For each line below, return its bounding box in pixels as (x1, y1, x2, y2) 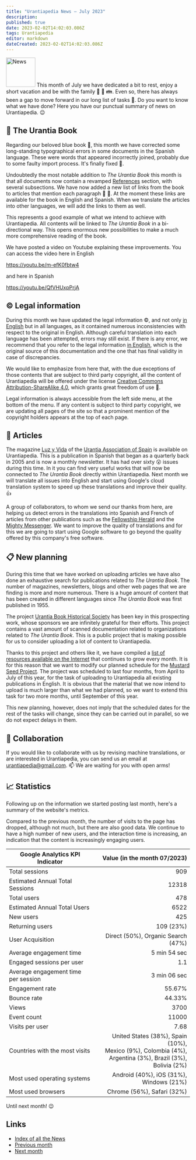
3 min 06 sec (150, 971, 187, 979)
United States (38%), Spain (111, 1032, 187, 1040)
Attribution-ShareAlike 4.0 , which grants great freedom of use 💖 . (6, 384, 161, 391)
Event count (9, 1013, 42, 1021)
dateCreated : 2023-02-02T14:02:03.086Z (6, 42, 103, 47)
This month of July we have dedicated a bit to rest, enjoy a (36, 81, 178, 88)
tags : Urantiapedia (6, 30, 54, 36)
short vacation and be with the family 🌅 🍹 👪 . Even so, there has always (6, 88, 178, 95)
